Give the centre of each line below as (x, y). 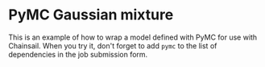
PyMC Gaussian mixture (91, 15)
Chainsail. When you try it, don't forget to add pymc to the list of (113, 45)
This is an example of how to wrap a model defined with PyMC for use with (133, 37)
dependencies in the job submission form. (78, 54)
